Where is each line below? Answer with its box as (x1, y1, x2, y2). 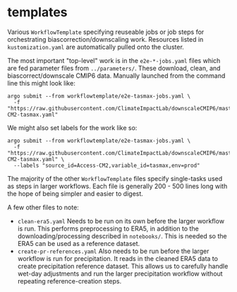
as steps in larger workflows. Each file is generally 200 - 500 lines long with (7, 182, 228, 190)
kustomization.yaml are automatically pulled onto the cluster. (7, 42, 185, 51)
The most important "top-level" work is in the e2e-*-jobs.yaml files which (7, 56, 221, 64)
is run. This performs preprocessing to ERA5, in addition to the (17, 224, 199, 233)
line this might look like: (7, 78, 75, 87)
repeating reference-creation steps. (17, 276, 122, 285)
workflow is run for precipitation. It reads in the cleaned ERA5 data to (17, 254, 219, 262)
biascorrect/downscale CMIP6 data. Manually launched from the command (7, 71, 226, 80)
